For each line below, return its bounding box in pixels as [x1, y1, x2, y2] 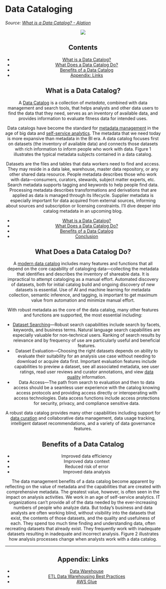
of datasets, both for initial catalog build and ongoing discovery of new [11, 281, 155, 287]
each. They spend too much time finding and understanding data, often [10, 520, 156, 526]
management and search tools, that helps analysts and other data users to [7, 105, 159, 111]
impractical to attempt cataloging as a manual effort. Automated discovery [7, 276, 159, 282]
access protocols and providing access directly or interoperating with [16, 390, 158, 396]
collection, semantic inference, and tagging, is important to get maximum [8, 292, 158, 298]
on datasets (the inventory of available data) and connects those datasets [8, 141, 158, 147]
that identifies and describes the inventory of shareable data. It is [16, 271, 150, 277]
